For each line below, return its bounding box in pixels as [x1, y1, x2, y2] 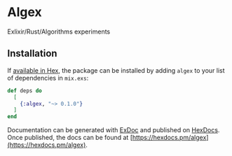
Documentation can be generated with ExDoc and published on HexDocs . [7, 126, 220, 134]
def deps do [7, 87, 42, 94]
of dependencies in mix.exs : [7, 73, 89, 82]
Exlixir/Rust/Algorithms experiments [7, 27, 111, 36]
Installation [7, 48, 57, 59]
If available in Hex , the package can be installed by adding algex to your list [7, 66, 226, 74]
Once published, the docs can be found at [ [7, 134, 133, 142]
